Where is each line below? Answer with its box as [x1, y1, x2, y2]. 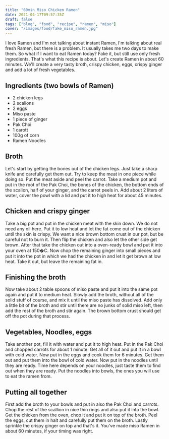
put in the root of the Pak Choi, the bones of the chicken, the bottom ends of [5, 181, 164, 187]
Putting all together [5, 388, 67, 396]
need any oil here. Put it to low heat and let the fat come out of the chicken [5, 225, 160, 232]
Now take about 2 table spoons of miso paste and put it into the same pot [5, 286, 158, 292]
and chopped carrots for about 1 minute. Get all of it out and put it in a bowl [5, 346, 161, 353]
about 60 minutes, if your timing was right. [5, 428, 93, 434]
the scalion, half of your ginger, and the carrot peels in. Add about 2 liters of [5, 187, 163, 193]
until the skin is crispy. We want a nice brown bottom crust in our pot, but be [5, 231, 164, 237]
